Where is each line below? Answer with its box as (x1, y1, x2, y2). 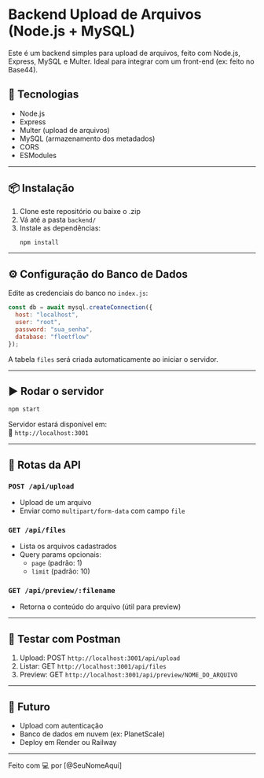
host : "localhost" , (15, 311, 79, 319)
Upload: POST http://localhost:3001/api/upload (19, 653, 181, 662)
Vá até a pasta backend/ (19, 215, 97, 224)
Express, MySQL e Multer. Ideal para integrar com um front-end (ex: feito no (8, 57, 255, 66)
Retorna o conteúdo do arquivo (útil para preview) (19, 602, 181, 611)
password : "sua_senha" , (15, 325, 93, 334)
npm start (8, 405, 41, 414)
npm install (19, 238, 59, 246)
